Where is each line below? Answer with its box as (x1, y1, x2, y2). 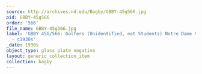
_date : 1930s (6, 42, 39, 48)
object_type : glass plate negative (6, 48, 96, 54)
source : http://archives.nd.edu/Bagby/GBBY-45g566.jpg (6, 8, 147, 15)
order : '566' (6, 20, 39, 26)
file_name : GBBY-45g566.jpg (6, 25, 77, 32)
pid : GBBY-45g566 (6, 14, 50, 20)
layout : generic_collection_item (6, 53, 90, 59)
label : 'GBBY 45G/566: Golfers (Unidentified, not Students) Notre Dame (6, 31, 192, 37)
